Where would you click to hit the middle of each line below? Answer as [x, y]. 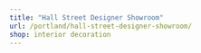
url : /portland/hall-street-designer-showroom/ [101, 26]
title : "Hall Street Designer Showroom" [87, 18]
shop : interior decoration [60, 34]
